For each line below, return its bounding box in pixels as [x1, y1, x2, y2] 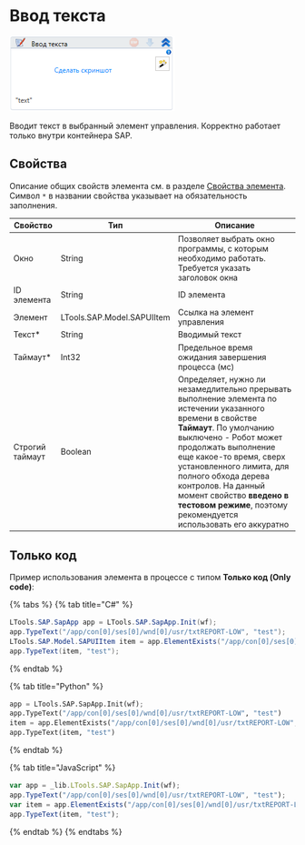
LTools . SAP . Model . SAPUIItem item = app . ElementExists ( [9, 637, 221, 646]
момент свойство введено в [178, 489, 289, 500]
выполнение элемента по [178, 393, 277, 404]
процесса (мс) [178, 361, 234, 372]
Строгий [13, 441, 46, 452]
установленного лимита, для [178, 460, 290, 471]
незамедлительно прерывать [178, 383, 292, 394]
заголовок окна [178, 272, 239, 283]
